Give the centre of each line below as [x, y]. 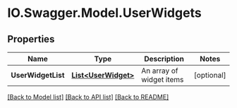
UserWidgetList [38, 75]
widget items [162, 79]
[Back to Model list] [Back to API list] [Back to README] [88, 97]
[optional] [210, 75]
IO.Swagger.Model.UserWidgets [105, 13]
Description [164, 59]
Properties [31, 39]
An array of [159, 71]
